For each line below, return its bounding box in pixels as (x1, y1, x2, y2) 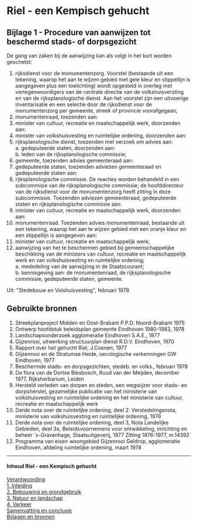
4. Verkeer (6, 501, 32, 508)
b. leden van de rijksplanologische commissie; (15, 151, 127, 158)
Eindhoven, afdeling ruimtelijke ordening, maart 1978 (15, 444, 142, 451)
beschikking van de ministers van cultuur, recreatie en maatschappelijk (15, 250, 186, 257)
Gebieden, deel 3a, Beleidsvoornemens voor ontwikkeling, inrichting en (15, 425, 188, 432)
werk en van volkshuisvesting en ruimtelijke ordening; (15, 257, 145, 263)
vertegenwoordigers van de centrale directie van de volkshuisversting (15, 89, 184, 95)
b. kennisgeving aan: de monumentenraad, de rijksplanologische (15, 269, 171, 276)
